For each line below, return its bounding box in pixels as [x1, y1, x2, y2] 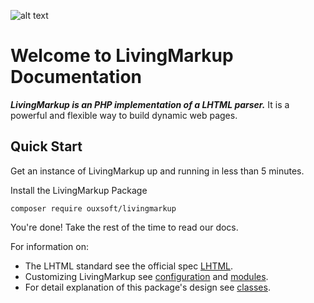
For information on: [10, 240, 90, 252]
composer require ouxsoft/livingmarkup [10, 203, 177, 214]
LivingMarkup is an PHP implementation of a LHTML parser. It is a [10, 98, 290, 110]
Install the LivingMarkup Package [10, 184, 148, 196]
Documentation [10, 66, 143, 89]
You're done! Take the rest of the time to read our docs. [10, 221, 239, 233]
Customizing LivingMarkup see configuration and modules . [24, 270, 269, 282]
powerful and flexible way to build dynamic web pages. [10, 109, 238, 121]
